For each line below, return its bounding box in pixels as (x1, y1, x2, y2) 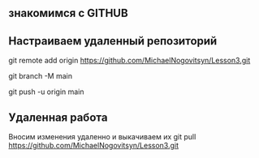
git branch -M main (8, 71, 73, 81)
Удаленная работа (8, 110, 108, 124)
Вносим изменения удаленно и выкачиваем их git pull (8, 132, 196, 142)
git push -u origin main (8, 87, 84, 96)
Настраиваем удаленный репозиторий (8, 34, 218, 48)
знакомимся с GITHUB (8, 6, 128, 20)
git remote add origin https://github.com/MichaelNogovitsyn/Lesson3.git (8, 56, 251, 66)
